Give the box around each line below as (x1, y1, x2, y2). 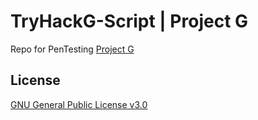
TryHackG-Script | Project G (10, 10, 249, 33)
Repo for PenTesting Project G (10, 43, 135, 55)
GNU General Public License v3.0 (10, 98, 148, 110)
